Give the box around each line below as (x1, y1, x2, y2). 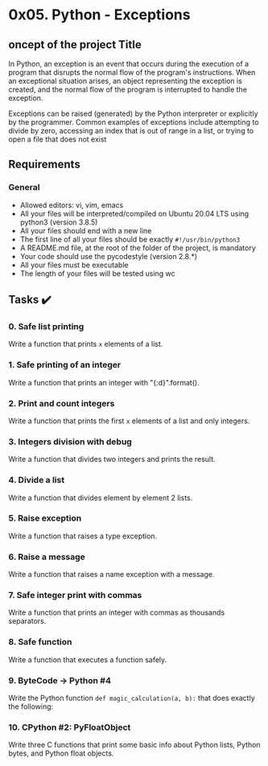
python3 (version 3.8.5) (19, 217, 98, 227)
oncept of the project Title (8, 38, 142, 51)
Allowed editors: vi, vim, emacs (19, 200, 124, 210)
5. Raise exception (8, 513, 82, 524)
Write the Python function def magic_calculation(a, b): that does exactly (8, 694, 255, 703)
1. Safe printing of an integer (8, 360, 122, 371)
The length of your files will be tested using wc (19, 268, 175, 278)
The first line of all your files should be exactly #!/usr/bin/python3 (19, 234, 241, 244)
